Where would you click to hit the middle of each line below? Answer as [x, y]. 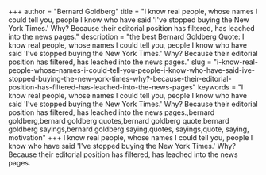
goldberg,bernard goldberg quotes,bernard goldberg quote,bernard [119, 121]
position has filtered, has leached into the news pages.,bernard [112, 112]
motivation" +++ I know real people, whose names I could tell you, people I [131, 137]
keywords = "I [220, 87]
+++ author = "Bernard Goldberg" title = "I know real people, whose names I [133, 11]
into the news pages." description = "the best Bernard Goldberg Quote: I [126, 36]
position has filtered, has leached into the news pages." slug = [110, 62]
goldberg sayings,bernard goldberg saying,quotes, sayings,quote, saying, [129, 129]
